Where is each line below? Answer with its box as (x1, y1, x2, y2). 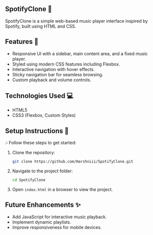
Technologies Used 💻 (5, 92, 74, 100)
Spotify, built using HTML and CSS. (5, 23, 76, 29)
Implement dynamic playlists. (12, 219, 71, 225)
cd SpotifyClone (12, 178, 46, 183)
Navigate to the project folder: (12, 168, 73, 174)
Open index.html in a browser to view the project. (12, 187, 113, 192)
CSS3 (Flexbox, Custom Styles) (12, 112, 76, 118)
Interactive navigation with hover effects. (12, 66, 95, 72)
